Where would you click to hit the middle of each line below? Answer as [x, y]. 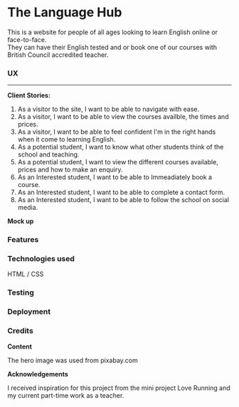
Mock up [21, 221]
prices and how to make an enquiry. [70, 170]
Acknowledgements [38, 374]
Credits [20, 331]
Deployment [29, 312]
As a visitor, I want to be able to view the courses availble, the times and [123, 117]
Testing [21, 292]
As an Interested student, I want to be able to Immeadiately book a [115, 177]
